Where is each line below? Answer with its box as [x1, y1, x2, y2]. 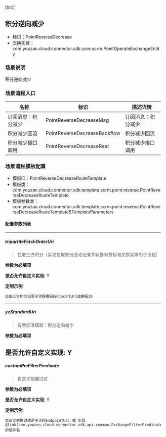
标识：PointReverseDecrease [12, 34, 72, 40]
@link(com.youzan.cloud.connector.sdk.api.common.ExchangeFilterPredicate [5, 423, 163, 428]
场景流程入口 [5, 90, 36, 97]
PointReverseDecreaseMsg [45, 117, 109, 124]
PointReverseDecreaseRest [45, 143, 109, 150]
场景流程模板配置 [5, 163, 46, 170]
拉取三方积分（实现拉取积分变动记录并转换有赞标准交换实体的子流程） [17, 251, 161, 257]
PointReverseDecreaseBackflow [45, 130, 121, 137]
